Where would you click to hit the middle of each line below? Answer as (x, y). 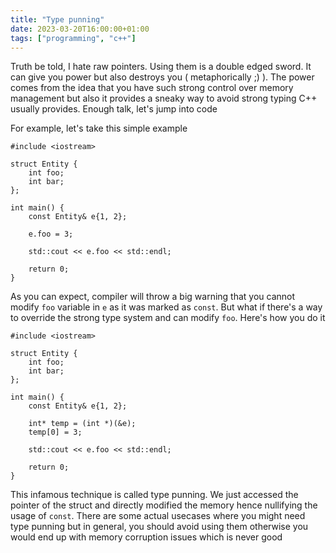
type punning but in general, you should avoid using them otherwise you (159, 527)
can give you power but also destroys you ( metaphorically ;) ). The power (162, 77)
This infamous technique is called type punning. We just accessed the (154, 495)
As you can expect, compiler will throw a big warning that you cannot (153, 297)
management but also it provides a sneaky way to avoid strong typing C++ (164, 98)
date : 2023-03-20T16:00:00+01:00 (80, 29)
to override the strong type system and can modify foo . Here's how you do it (168, 318)
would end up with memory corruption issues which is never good (146, 537)
